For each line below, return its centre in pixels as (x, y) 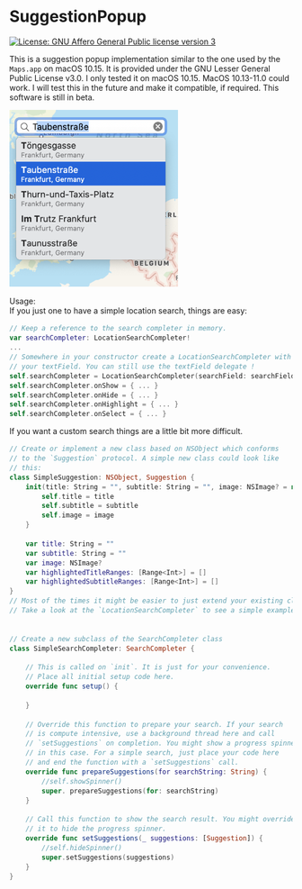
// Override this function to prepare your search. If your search (154, 724)
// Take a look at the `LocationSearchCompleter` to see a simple (136, 611)
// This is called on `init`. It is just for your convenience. (148, 667)
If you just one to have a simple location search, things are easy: (128, 311)
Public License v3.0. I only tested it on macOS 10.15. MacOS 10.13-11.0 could (150, 77)
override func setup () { (72, 686)
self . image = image (78, 515)
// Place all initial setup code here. (100, 677)
